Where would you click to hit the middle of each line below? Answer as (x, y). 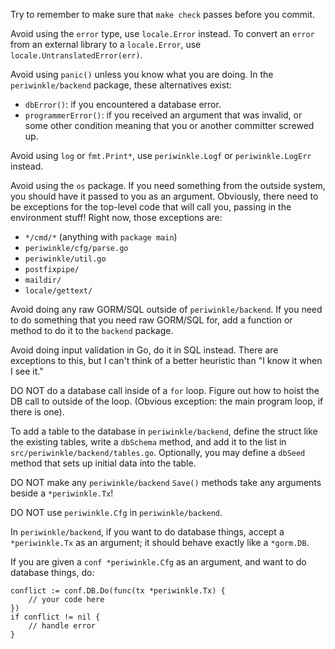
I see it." (27, 371)
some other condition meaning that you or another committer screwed (169, 125)
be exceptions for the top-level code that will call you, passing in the (151, 207)
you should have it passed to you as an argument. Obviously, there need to (164, 196)
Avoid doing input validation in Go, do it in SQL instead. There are (144, 350)
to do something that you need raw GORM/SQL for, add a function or (151, 320)
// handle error (62, 626)
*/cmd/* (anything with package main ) (101, 237)
